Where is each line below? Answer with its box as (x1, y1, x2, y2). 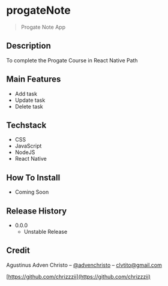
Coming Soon (14, 188, 49, 195)
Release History (6, 206, 67, 216)
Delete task (14, 103, 43, 110)
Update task (14, 97, 46, 104)
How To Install (6, 172, 61, 183)
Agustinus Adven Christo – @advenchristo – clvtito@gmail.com (6, 261, 162, 269)
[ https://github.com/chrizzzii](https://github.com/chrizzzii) (6, 273, 151, 280)
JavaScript (14, 142, 42, 150)
